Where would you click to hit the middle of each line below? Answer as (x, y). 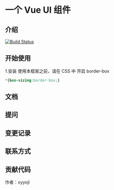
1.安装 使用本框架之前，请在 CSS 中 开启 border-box (57, 71)
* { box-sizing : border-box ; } (32, 80)
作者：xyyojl (18, 182)
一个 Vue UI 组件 (38, 10)
